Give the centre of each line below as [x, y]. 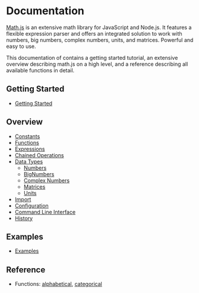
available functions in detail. [40, 70]
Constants [27, 136]
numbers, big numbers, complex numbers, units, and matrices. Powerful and [100, 40]
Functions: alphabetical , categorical [58, 284]
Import [23, 199]
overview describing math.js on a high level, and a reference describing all [97, 64]
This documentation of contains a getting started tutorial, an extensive [92, 58]
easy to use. [21, 46]
